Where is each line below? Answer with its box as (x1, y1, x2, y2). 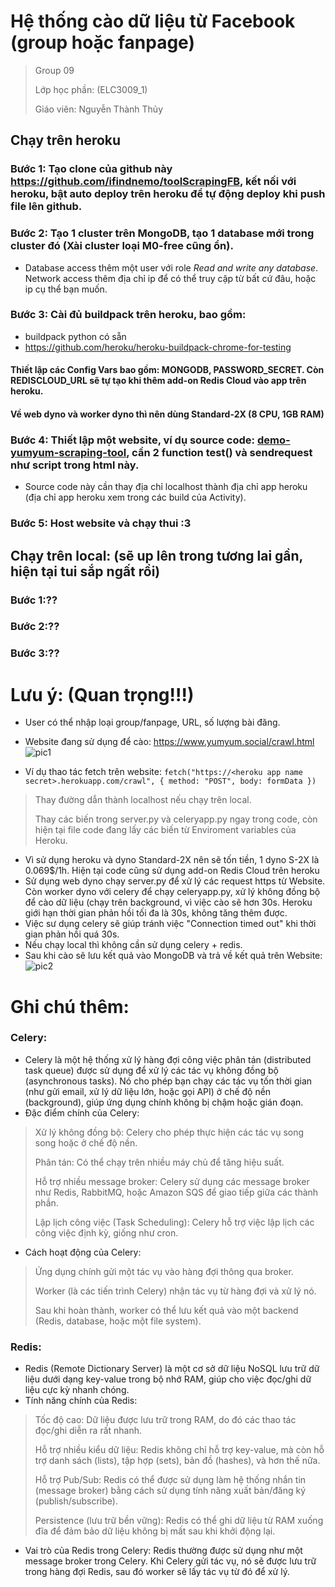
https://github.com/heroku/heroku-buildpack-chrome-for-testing (24, 341, 292, 353)
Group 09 (34, 64, 75, 76)
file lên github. (10, 200, 83, 214)
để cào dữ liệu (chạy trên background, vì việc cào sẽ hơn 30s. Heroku (24, 896, 313, 909)
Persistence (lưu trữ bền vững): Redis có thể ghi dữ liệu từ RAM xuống (34, 1515, 324, 1527)
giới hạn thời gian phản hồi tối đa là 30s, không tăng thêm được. (24, 907, 288, 919)
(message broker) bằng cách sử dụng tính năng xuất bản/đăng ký (34, 1485, 307, 1497)
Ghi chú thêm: (10, 995, 130, 1018)
